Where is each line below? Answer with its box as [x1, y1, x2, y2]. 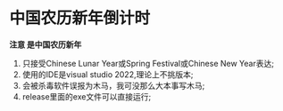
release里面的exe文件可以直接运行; [21, 91, 152, 102]
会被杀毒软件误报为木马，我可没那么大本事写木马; [21, 80, 205, 91]
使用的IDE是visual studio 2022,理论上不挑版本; [21, 68, 194, 80]
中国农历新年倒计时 [9, 8, 151, 28]
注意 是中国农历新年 [9, 39, 82, 50]
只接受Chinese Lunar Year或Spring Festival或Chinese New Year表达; [21, 58, 275, 68]
